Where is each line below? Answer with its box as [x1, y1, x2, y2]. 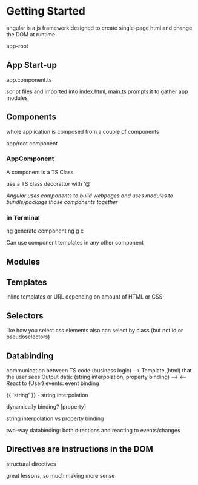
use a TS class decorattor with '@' [6, 180, 92, 187]
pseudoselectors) [6, 333, 50, 340]
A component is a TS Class [6, 168, 74, 176]
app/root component [6, 139, 58, 147]
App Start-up [6, 60, 58, 70]
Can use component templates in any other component [6, 239, 144, 246]
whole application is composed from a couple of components [6, 128, 159, 135]
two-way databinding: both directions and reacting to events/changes [6, 426, 180, 434]
